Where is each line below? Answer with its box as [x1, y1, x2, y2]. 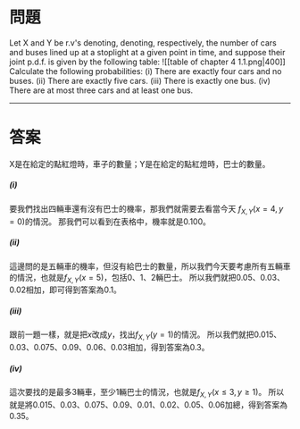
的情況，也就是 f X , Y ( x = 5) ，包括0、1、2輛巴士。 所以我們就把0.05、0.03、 [9, 272, 286, 285]
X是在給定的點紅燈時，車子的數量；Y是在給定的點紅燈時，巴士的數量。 [9, 158, 271, 169]
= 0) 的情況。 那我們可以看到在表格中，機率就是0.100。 [9, 215, 212, 227]
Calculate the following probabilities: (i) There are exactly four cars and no [9, 65, 282, 76]
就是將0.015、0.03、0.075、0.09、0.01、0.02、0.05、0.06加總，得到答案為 [9, 399, 288, 410]
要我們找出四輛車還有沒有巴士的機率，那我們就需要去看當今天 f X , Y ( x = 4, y [9, 203, 284, 216]
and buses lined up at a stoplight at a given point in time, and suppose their [9, 46, 286, 57]
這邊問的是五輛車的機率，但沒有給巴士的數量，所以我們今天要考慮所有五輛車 [9, 260, 291, 272]
